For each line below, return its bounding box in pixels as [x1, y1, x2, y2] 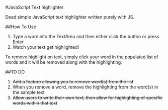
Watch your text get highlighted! [12, 44, 79, 50]
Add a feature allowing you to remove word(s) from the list [12, 79, 134, 84]
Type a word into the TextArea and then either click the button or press [12, 34, 159, 39]
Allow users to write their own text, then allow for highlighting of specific [12, 95, 163, 100]
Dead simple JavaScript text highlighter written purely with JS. [5, 14, 135, 20]
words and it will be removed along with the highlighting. [5, 59, 122, 65]
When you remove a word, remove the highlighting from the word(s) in [12, 84, 158, 90]
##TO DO [5, 69, 25, 75]
